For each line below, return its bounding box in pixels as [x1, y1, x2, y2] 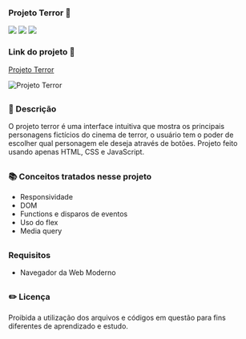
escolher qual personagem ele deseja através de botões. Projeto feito [8, 139, 238, 148]
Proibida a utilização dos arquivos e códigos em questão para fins [8, 313, 226, 322]
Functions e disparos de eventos [19, 209, 128, 219]
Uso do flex [19, 218, 58, 228]
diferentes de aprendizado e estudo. [8, 321, 128, 331]
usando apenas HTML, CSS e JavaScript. [8, 147, 145, 157]
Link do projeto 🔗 [8, 46, 75, 58]
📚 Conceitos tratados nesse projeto [8, 171, 152, 182]
